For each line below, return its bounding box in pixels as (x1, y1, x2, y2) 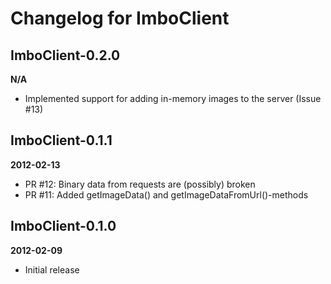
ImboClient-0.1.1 (10, 132, 113, 149)
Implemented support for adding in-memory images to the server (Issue (24, 93, 322, 104)
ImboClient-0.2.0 (10, 47, 121, 64)
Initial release (24, 263, 80, 276)
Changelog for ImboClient (10, 7, 230, 30)
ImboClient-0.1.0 (10, 218, 117, 235)
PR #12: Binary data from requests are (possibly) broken (24, 178, 256, 190)
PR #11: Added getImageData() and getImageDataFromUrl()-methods (24, 188, 309, 201)
